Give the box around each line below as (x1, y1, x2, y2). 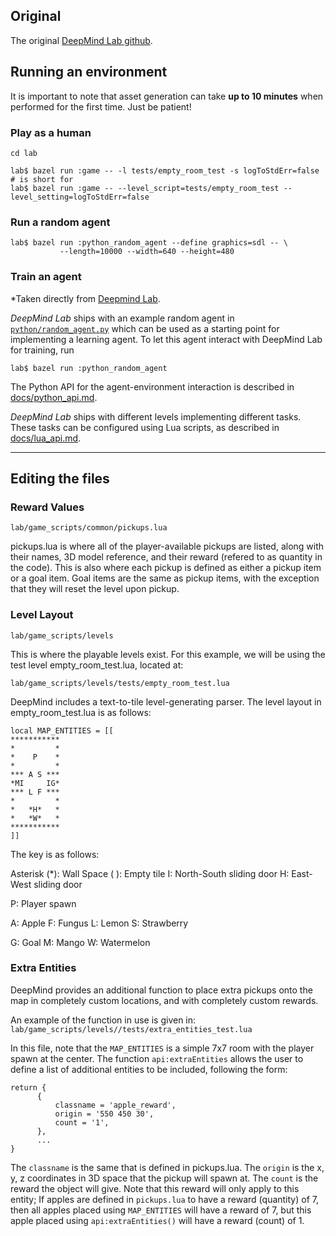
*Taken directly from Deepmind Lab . (10, 292, 161, 304)
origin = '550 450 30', (54, 1109, 155, 1119)
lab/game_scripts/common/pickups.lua (10, 523, 168, 533)
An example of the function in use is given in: (10, 1014, 197, 1026)
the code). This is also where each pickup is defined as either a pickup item (10, 562, 322, 574)
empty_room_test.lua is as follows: (10, 706, 152, 718)
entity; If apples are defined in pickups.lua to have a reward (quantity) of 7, (10, 1193, 319, 1205)
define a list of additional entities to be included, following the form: (10, 1063, 288, 1075)
